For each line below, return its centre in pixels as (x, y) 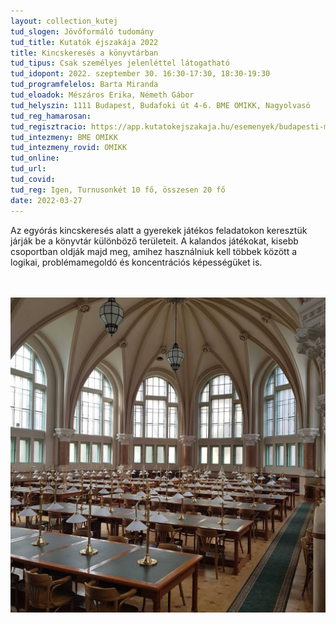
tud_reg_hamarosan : (51, 116)
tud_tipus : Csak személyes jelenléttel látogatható (120, 63)
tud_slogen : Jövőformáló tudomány (82, 31)
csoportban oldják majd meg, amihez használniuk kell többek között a (154, 251)
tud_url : (28, 169)
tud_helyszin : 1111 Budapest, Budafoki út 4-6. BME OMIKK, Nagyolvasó (160, 105)
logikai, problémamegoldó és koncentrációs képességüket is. (136, 262)
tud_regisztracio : (48, 126)
